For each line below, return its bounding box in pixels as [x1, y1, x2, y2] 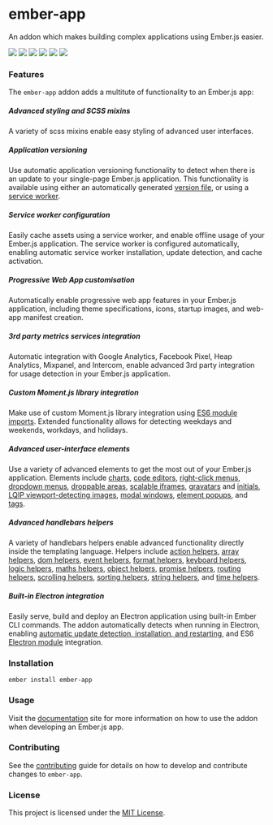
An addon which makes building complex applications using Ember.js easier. [8, 32, 264, 41]
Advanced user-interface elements [8, 443, 130, 453]
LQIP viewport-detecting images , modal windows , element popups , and [8, 490, 248, 500]
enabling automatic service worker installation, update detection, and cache [8, 248, 262, 257]
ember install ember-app [8, 676, 93, 685]
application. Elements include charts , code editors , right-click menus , [8, 473, 241, 483]
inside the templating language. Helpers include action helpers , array [8, 546, 240, 556]
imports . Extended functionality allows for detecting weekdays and [8, 417, 232, 426]
